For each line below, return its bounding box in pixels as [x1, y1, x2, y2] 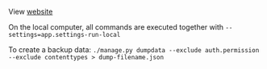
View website [8, 7, 53, 16]
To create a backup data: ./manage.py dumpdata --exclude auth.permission [8, 45, 260, 55]
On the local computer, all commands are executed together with [8, 22, 224, 31]
